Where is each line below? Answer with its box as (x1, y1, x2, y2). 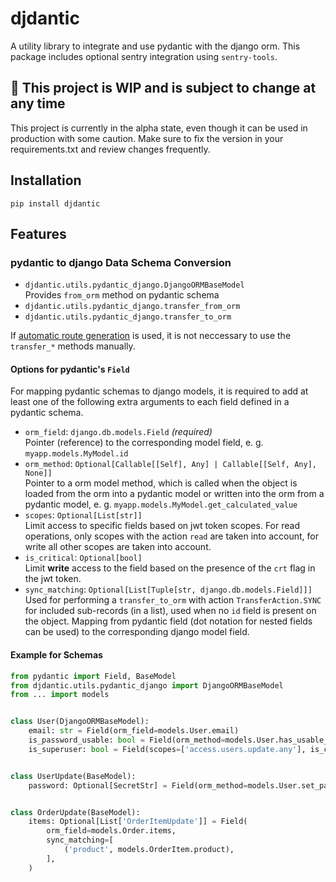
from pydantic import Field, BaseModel (10, 671, 177, 681)
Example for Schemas (10, 649, 103, 661)
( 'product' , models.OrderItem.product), (63, 845, 235, 855)
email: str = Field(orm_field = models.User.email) (28, 726, 240, 736)
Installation (10, 172, 82, 189)
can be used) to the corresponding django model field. (24, 626, 250, 638)
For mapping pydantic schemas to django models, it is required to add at (10, 385, 309, 397)
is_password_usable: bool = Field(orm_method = (28, 735, 226, 746)
